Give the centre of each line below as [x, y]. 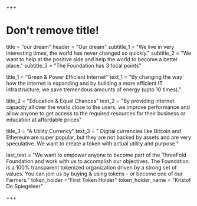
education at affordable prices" [44, 119]
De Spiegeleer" [24, 186]
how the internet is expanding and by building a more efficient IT [85, 83]
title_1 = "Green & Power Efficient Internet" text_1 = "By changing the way [94, 77]
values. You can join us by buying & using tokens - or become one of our [94, 174]
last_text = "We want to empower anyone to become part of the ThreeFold [96, 155]
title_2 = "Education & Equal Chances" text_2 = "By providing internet [90, 101]
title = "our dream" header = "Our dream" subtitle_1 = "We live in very [90, 46]
